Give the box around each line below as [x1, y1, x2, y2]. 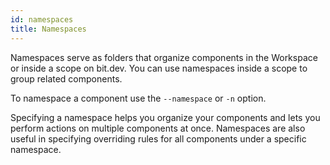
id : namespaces [10, 14, 74, 25]
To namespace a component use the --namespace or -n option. [10, 92, 267, 104]
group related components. [10, 72, 123, 85]
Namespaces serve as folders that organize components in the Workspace [10, 51, 318, 63]
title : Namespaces [10, 24, 87, 34]
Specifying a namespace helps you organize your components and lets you [10, 111, 321, 123]
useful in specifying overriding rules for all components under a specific [10, 132, 307, 145]
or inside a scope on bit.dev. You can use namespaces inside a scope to [10, 62, 308, 74]
